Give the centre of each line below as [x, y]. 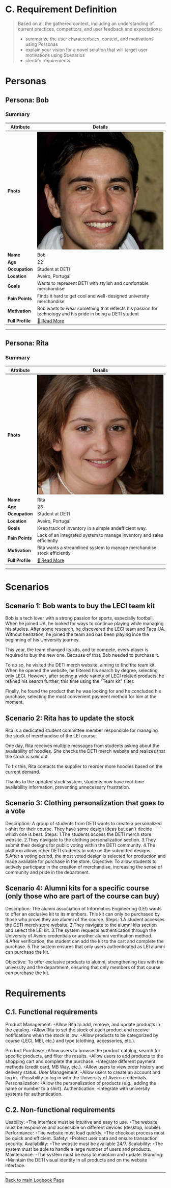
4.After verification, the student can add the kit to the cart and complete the [84, 941]
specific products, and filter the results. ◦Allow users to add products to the [84, 1056]
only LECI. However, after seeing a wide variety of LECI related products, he [85, 676]
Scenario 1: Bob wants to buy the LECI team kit [80, 606]
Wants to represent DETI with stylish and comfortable [93, 283]
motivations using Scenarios [55, 55]
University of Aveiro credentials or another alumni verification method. [79, 935]
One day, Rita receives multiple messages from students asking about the [82, 746]
